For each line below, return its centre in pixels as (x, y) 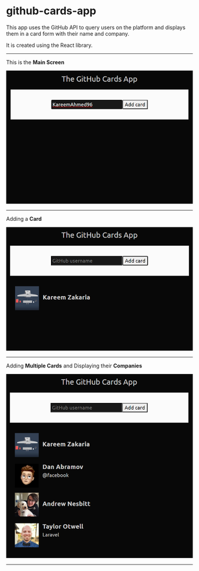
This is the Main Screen (35, 62)
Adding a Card (24, 219)
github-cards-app (51, 11)
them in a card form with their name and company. (68, 33)
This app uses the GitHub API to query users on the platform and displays (96, 27)
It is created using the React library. (49, 45)
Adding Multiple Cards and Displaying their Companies (74, 366)
